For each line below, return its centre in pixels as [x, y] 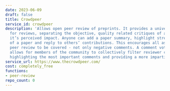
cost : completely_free [29, 66]
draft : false [19, 15]
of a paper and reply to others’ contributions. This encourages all [84, 43]
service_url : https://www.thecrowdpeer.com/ [53, 62]
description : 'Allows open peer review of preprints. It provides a [79, 29]
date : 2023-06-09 [24, 10]
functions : [17, 71]
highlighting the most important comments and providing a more [79, 57]
